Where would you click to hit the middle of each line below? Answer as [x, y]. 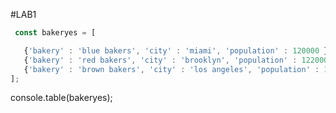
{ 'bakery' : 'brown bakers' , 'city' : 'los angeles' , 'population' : [171, 69]
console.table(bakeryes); [61, 98]
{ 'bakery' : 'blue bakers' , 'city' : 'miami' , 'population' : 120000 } [176, 50]
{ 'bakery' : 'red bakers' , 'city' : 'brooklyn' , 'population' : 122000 [176, 60]
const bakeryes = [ [55, 33]
